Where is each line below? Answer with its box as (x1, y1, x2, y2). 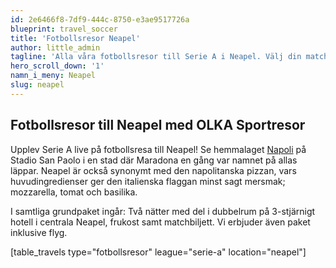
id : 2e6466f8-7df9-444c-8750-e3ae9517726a (10, 14, 190, 25)
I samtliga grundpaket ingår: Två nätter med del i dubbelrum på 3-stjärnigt (10, 205, 316, 217)
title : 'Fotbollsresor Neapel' (10, 33, 141, 43)
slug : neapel (10, 80, 65, 90)
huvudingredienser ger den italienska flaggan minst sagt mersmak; (10, 175, 286, 187)
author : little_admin (10, 42, 101, 53)
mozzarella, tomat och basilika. (10, 186, 138, 198)
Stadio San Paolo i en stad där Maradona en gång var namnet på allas (10, 154, 298, 166)
